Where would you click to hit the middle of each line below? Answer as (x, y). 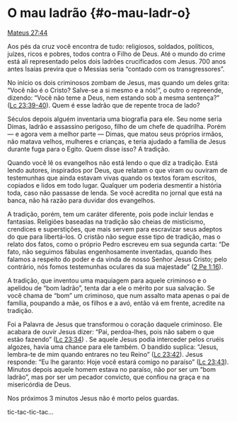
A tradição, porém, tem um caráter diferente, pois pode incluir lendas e (111, 214)
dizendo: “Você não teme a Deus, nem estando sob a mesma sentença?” (114, 98)
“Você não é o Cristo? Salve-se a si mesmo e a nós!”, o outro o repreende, (115, 90)
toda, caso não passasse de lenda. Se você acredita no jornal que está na (115, 193)
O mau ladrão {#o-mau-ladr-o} (99, 13)
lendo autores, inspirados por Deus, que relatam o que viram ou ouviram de (117, 170)
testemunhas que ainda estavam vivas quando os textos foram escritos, (112, 178)
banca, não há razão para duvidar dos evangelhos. (81, 200)
